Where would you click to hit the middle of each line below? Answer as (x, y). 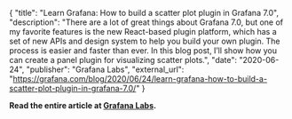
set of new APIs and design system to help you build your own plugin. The (145, 41)
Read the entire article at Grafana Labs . (83, 105)
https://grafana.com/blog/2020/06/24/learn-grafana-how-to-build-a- (140, 79)
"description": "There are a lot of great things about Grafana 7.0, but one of (146, 22)
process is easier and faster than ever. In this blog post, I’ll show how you (143, 51)
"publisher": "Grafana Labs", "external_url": (105, 69)
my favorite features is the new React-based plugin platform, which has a (143, 32)
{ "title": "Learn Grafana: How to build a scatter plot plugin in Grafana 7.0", (144, 13)
